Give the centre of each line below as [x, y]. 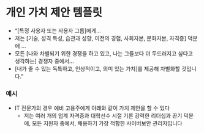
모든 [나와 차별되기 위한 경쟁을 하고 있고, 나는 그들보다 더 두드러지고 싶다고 [104, 53]
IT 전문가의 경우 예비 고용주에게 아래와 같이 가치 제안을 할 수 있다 [92, 108]
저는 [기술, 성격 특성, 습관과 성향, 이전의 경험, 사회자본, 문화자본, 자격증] [100, 38]
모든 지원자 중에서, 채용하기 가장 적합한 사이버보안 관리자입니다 [107, 123]
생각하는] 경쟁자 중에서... [44, 61]
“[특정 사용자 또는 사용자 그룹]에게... [58, 31]
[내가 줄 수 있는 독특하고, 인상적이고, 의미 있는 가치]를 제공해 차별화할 [97, 68]
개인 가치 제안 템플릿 [54, 13]
